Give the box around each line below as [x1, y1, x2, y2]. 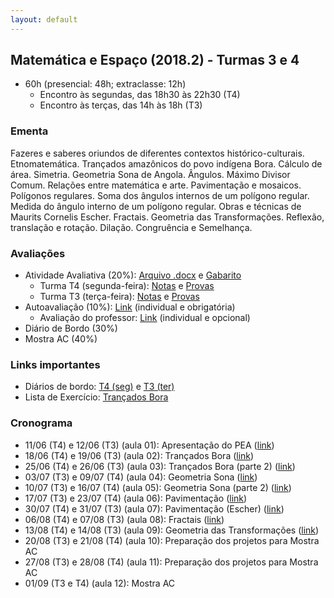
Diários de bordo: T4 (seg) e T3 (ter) [24, 381, 175, 393]
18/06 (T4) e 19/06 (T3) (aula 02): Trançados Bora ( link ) [24, 449, 255, 461]
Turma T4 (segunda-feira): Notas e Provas [39, 280, 215, 292]
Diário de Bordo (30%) [24, 322, 118, 335]
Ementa [10, 124, 49, 138]
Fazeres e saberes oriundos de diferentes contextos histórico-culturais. [10, 147, 305, 159]
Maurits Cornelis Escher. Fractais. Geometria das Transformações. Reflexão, [10, 211, 325, 223]
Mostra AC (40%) [24, 333, 98, 345]
